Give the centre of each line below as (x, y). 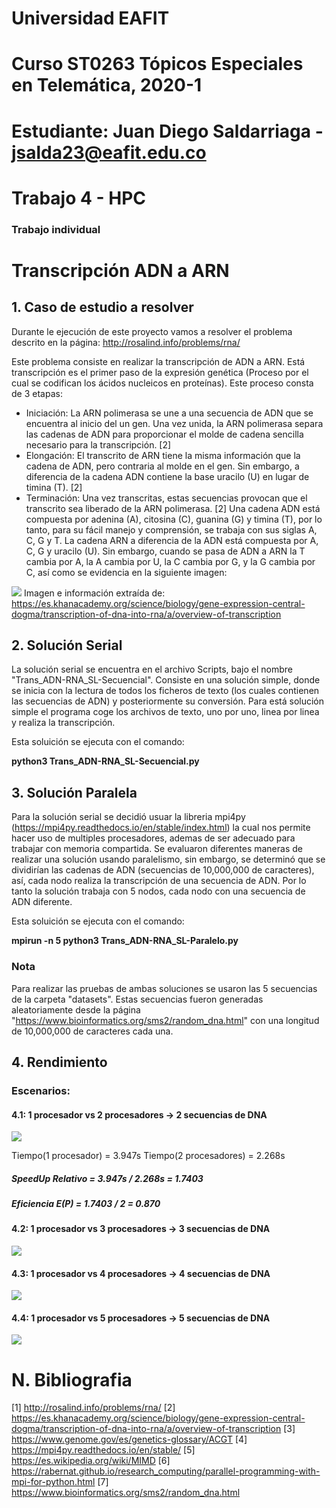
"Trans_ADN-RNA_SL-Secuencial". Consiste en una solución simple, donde (166, 680)
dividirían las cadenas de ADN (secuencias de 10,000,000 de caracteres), (163, 870)
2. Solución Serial (67, 645)
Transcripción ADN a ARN (120, 270)
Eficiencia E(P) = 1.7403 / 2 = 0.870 (86, 1204)
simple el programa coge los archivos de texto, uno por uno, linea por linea (165, 712)
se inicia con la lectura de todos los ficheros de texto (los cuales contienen (165, 691)
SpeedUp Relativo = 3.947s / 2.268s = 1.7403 (107, 1178)
